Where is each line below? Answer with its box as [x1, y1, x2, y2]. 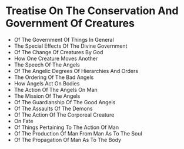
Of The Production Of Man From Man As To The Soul [14, 130, 142, 137]
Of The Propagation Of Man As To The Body [14, 136, 122, 143]
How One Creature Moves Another [14, 55, 98, 62]
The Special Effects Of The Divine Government [14, 42, 128, 49]
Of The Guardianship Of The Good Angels [14, 98, 116, 105]
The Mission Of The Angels [14, 92, 81, 100]
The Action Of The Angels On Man [14, 86, 98, 93]
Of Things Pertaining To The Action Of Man [14, 124, 119, 131]
